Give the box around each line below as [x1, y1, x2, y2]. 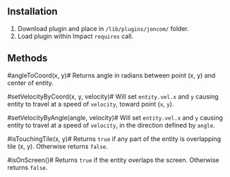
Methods [7, 52, 48, 64]
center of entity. [7, 78, 54, 87]
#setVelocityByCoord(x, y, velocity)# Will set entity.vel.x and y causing [7, 92, 219, 101]
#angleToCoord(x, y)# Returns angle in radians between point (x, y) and [7, 71, 216, 80]
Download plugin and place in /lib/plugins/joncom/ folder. [17, 24, 189, 32]
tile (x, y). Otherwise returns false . [7, 142, 108, 150]
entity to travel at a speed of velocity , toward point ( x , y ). [7, 99, 174, 108]
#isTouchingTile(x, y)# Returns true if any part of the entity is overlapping [7, 134, 222, 143]
